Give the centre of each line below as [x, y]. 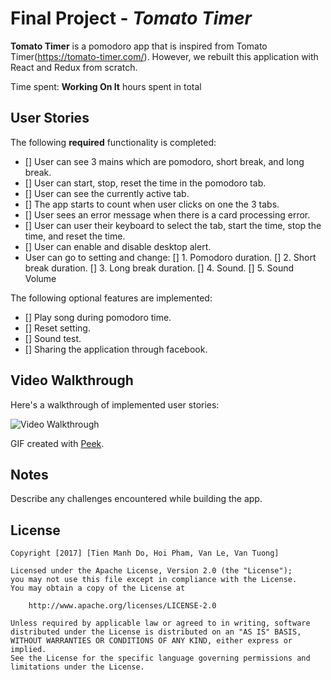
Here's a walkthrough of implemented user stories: [115, 404]
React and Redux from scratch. [74, 67]
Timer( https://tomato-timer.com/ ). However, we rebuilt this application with [164, 56]
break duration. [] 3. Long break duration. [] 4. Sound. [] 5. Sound [159, 268]
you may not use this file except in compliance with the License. [154, 580]
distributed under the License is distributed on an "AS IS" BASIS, [156, 632]
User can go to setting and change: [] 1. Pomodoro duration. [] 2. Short [170, 257]
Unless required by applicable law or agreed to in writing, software [160, 623]
